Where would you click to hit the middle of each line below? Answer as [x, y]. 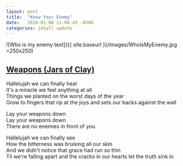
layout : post [22, 11]
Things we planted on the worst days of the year [65, 96]
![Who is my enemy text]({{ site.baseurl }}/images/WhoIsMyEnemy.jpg [91, 45]
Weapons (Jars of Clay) [50, 69]
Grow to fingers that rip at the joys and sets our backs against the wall [91, 102]
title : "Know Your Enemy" [39, 17]
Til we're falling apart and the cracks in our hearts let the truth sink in [90, 157]
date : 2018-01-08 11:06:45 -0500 [50, 22]
